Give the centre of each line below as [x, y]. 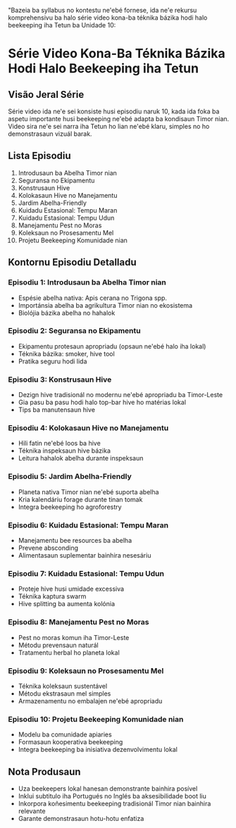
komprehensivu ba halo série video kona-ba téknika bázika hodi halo [108, 18]
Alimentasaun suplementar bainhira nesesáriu [85, 555]
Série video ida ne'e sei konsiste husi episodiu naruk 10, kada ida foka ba [114, 111]
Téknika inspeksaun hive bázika [64, 451]
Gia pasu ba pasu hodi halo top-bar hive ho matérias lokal [102, 402]
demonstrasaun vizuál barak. [50, 134]
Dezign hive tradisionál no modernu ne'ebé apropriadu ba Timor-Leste [120, 395]
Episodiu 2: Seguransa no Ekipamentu [74, 331]
